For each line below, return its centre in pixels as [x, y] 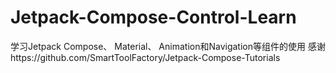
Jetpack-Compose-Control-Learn [153, 17]
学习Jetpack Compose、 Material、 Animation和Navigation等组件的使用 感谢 [168, 46]
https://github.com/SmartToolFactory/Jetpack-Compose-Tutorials [145, 57]
